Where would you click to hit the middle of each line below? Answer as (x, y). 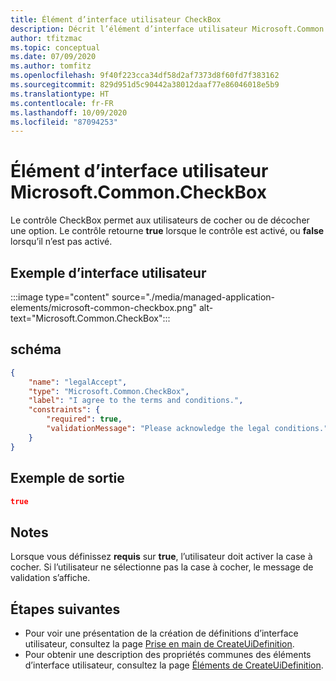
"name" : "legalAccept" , (78, 382)
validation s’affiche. (50, 578)
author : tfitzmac (46, 38)
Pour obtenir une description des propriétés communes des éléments (168, 654)
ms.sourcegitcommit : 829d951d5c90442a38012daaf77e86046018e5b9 (145, 85)
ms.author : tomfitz (51, 66)
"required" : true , (84, 419)
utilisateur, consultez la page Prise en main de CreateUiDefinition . (159, 644)
